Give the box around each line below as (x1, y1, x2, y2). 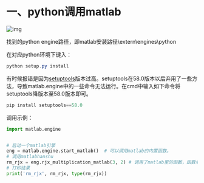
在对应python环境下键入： (6, 50, 72, 58)
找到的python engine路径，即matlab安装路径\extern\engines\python (6, 38, 177, 45)
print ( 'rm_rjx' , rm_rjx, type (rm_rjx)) (6, 170, 107, 176)
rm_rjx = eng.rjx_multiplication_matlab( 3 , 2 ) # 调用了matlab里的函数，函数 (6, 159, 196, 165)
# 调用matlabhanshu (6, 154, 54, 160)
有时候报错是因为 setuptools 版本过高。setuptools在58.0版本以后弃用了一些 (6, 75, 192, 82)
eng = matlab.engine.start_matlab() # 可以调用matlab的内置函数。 (6, 148, 171, 154)
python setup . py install (6, 63, 69, 69)
